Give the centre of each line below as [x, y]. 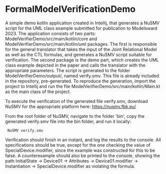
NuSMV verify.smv [25, 130]
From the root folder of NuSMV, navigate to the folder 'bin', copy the [75, 116]
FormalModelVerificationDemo [71, 9]
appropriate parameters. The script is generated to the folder [68, 70]
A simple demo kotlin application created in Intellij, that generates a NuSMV [83, 23]
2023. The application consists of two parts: [51, 33]
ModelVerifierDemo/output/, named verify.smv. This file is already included [82, 76]
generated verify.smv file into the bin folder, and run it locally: [68, 121]
